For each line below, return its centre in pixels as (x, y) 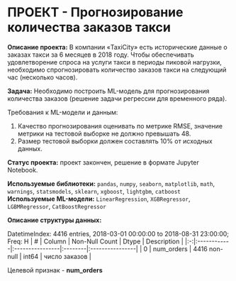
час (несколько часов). (43, 77)
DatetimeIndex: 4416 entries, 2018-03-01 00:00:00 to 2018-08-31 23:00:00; (118, 233)
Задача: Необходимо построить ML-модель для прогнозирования (108, 91)
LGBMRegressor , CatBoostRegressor (57, 206)
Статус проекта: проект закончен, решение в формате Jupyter (103, 162)
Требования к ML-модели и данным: (63, 112)
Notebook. (23, 170)
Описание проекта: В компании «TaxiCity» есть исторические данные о (118, 47)
